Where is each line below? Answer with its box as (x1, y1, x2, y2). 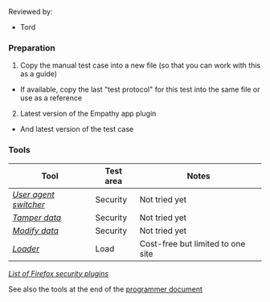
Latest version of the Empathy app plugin (19, 108, 157, 119)
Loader (12, 243, 40, 254)
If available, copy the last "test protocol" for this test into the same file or (19, 84, 260, 95)
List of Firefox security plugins (8, 268, 109, 278)
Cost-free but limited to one (139, 238, 246, 249)
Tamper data (12, 212, 62, 223)
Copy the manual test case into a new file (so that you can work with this (19, 60, 261, 71)
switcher (12, 198, 46, 210)
